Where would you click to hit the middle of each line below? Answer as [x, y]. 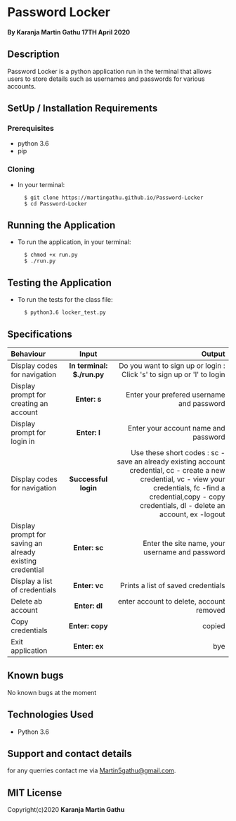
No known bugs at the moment [52, 692]
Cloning [21, 170]
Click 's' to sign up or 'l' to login [173, 375]
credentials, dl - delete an [183, 506]
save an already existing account [171, 462]
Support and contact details [70, 754]
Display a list [32, 581]
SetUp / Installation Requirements [83, 108]
